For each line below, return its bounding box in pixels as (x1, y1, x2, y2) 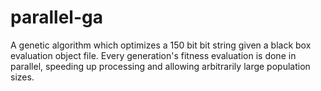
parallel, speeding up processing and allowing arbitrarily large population (10, 60, 311, 72)
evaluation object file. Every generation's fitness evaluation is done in (10, 49, 297, 61)
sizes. (10, 71, 35, 83)
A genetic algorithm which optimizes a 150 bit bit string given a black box (10, 39, 312, 51)
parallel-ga (10, 6, 103, 29)
